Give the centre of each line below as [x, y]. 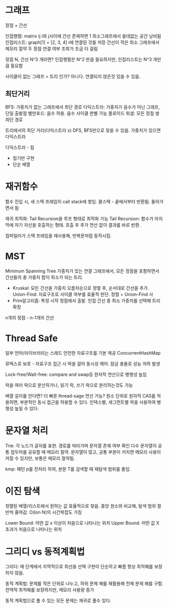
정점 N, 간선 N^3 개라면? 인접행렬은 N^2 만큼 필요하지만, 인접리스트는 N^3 [79, 59]
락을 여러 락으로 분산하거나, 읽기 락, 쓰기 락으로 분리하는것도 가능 [69, 385]
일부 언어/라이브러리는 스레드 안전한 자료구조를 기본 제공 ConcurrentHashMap [83, 353]
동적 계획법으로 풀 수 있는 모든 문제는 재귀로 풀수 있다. [58, 600]
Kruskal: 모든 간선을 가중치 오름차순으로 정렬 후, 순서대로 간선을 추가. [81, 288]
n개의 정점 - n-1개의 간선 [30, 317]
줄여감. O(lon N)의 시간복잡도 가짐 [48, 512]
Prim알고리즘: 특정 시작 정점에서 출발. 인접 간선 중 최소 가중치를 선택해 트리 [86, 300]
